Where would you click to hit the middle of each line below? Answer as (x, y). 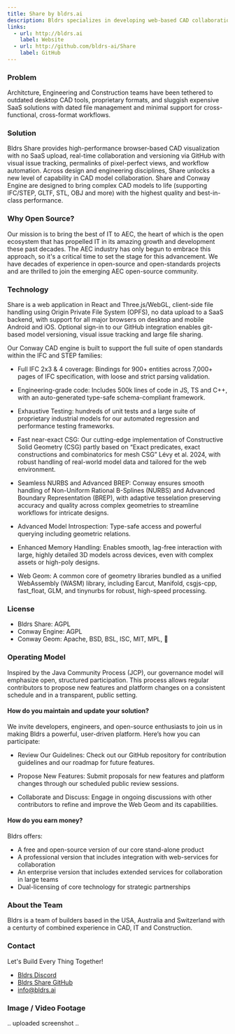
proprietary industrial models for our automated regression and (108, 419)
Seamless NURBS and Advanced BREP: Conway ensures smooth (111, 483)
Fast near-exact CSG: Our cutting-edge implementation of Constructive (120, 440)
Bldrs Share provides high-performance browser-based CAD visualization (114, 149)
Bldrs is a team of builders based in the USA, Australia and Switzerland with (116, 920)
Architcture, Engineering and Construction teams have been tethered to (110, 93)
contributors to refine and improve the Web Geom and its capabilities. (117, 804)
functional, (23, 115)
